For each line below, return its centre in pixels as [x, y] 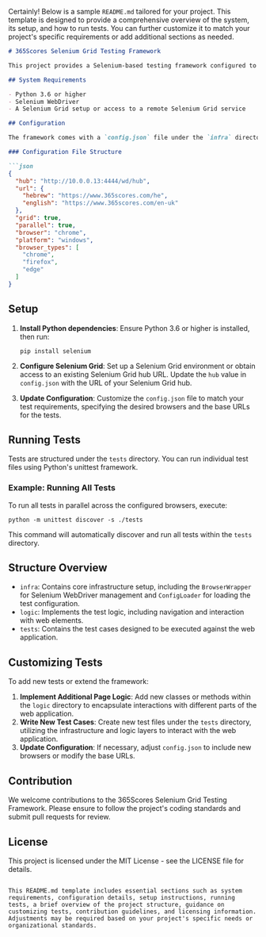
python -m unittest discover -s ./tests [76, 520]
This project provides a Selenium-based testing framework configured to [133, 65]
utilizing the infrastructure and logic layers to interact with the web [128, 731]
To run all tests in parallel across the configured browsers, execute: [118, 505]
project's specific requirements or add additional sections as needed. [122, 36]
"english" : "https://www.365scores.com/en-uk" [101, 203]
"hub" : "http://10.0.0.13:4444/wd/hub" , [83, 181]
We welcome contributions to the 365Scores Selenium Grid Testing [118, 800]
